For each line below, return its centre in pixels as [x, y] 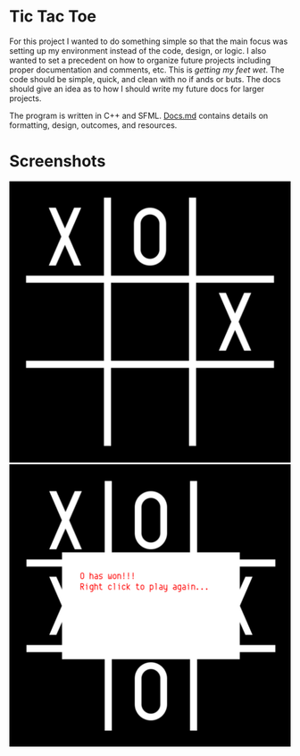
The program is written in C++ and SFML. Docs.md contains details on [139, 115]
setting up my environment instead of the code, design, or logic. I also [138, 50]
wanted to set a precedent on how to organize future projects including [140, 60]
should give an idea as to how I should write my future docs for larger [137, 89]
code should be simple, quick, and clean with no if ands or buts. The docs [145, 79]
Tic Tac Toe [53, 17]
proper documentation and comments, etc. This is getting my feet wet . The [147, 70]
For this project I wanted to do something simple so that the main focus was [149, 41]
